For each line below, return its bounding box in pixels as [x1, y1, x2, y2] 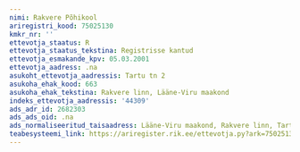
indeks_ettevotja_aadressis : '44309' [9, 96, 150, 106]
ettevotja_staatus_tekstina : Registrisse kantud [9, 46, 194, 55]
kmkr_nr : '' [9, 30, 54, 38]
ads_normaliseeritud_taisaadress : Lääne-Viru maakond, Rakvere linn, [9, 122, 274, 131]
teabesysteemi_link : [9, 130, 87, 139]
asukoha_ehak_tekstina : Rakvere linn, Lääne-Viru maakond [9, 88, 229, 97]
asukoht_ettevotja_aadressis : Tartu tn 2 [9, 72, 166, 80]
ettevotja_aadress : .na [9, 63, 98, 72]
